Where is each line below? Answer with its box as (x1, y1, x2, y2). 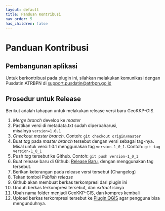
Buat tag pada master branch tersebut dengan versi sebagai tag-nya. (12, 138, 155, 144)
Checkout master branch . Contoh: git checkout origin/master (12, 133, 141, 139)
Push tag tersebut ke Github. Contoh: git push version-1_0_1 (12, 153, 139, 159)
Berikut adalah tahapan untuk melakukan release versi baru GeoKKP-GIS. (5, 108, 155, 114)
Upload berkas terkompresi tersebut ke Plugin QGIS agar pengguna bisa (12, 195, 160, 201)
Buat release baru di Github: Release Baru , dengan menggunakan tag (12, 159, 154, 165)
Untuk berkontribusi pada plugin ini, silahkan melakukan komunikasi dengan (5, 75, 161, 81)
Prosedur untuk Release (5, 94, 81, 103)
